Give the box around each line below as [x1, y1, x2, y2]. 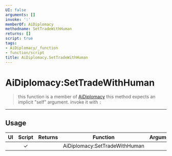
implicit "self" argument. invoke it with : [17, 99, 102, 105]
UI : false [5, 7, 27, 13]
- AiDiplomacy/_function [5, 45, 58, 50]
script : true [5, 36, 33, 41]
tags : [5, 41, 17, 46]
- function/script [5, 50, 45, 55]
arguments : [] [5, 12, 36, 17]
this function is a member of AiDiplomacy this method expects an [17, 94, 156, 100]
